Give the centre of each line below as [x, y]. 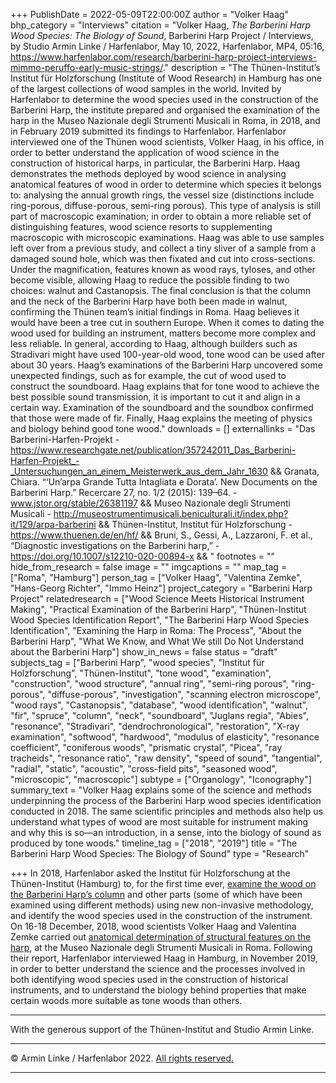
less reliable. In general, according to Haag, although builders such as [154, 343]
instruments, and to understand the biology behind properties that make [158, 990]
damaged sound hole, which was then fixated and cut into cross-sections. [163, 258]
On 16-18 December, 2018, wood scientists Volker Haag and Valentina [153, 926]
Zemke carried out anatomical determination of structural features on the [161, 937]
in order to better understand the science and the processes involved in [158, 968]
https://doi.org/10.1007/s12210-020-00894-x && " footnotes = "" [142, 556]
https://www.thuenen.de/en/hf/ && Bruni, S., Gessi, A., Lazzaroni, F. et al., [161, 535]
